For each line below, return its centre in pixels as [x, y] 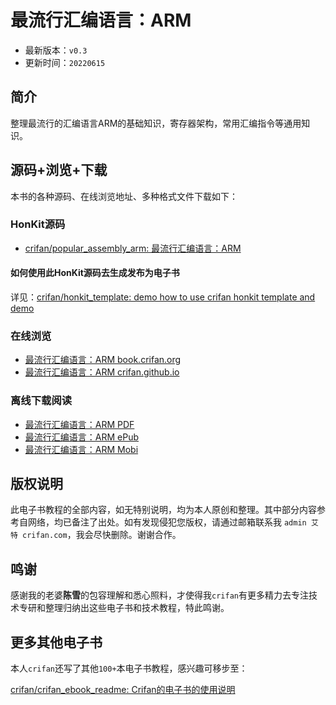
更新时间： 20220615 [65, 62]
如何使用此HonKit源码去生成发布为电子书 [95, 273]
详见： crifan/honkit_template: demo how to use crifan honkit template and [163, 297]
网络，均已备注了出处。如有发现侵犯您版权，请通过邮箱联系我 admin [167, 522]
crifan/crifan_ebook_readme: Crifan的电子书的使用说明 [123, 690]
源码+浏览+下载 [59, 170]
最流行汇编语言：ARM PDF [79, 424]
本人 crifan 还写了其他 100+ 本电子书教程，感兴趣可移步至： [129, 668]
